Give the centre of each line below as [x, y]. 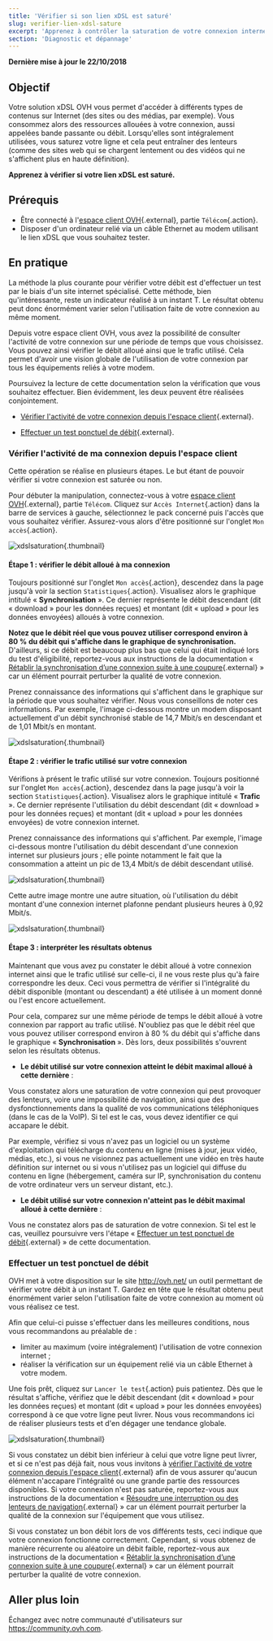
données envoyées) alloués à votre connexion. [87, 617]
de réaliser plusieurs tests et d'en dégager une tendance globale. [117, 1423]
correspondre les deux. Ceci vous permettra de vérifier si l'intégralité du [129, 983]
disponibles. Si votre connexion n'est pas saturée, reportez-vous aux [124, 1489]
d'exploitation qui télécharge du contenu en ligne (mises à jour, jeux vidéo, [133, 1150]
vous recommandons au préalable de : [73, 1331]
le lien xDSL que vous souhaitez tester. [85, 237]
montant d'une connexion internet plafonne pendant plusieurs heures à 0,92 [136, 904]
